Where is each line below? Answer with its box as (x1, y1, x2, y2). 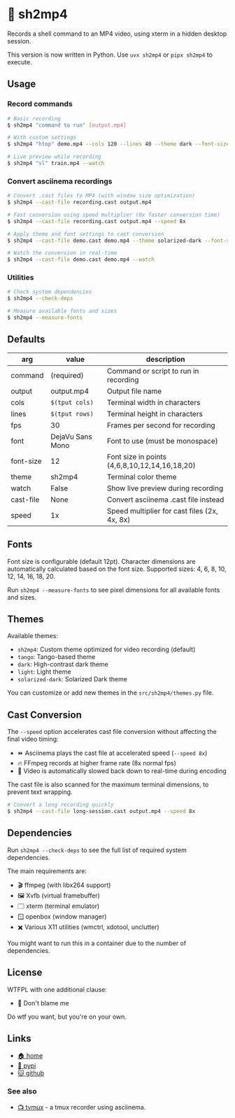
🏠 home (17, 1052, 43, 1060)
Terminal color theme (106, 472, 177, 481)
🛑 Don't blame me (17, 998, 70, 1007)
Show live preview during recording (106, 483, 224, 493)
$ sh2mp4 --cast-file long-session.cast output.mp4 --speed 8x (7, 808, 196, 815)
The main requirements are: (7, 867, 87, 875)
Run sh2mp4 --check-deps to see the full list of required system (7, 846, 187, 854)
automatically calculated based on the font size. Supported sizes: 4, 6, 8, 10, (7, 565, 227, 573)
